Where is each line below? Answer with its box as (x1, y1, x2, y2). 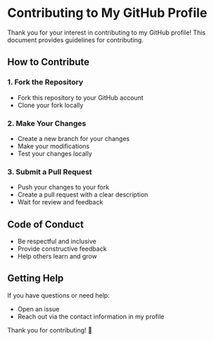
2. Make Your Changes (7, 118, 87, 128)
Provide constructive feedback (17, 244, 107, 253)
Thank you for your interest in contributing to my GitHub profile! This (7, 28, 206, 37)
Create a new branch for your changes (17, 134, 130, 142)
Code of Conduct (7, 218, 84, 230)
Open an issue (17, 304, 60, 313)
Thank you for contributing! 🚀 (7, 325, 93, 334)
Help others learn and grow (17, 252, 97, 261)
